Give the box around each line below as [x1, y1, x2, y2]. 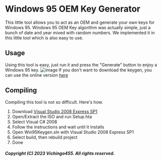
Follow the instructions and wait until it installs [12, 124, 105, 129]
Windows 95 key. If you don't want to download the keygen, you [5, 67, 152, 73]
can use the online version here [5, 72, 68, 78]
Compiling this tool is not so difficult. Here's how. [5, 99, 103, 105]
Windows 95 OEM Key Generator [5, 3, 141, 15]
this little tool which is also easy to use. [5, 35, 84, 41]
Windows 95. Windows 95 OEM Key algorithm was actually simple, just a [5, 24, 151, 30]
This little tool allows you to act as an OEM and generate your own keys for [5, 19, 155, 25]
